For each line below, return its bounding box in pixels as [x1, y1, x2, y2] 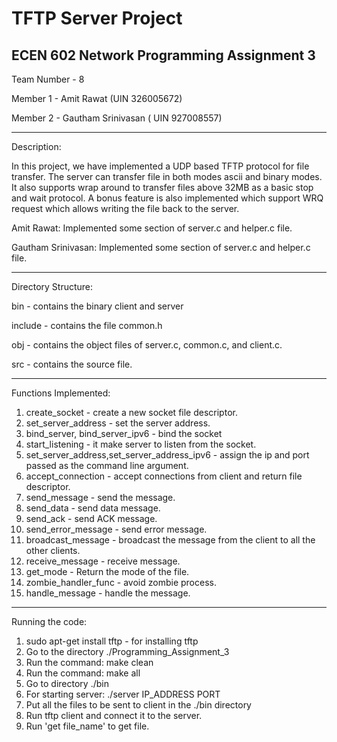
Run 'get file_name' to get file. [25, 720, 150, 732]
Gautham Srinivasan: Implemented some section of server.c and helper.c [11, 242, 311, 253]
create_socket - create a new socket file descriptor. [25, 407, 238, 418]
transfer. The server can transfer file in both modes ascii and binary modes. [11, 171, 323, 182]
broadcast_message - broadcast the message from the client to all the [25, 534, 316, 546]
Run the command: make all [25, 667, 141, 679]
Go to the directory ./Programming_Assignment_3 [25, 646, 230, 657]
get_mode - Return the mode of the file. [25, 566, 190, 577]
